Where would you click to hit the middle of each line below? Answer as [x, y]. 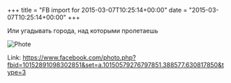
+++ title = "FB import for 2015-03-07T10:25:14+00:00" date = [97, 10]
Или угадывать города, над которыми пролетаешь [83, 31]
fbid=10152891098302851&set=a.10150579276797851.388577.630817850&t [116, 65]
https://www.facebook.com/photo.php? [79, 57]
